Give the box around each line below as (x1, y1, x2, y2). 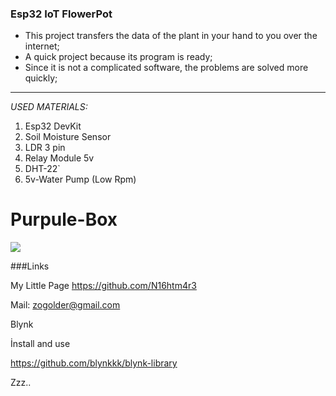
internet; (24, 40, 60, 52)
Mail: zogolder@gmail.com (10, 299, 121, 311)
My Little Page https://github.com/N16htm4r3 (10, 280, 197, 292)
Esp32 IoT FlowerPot (10, 7, 113, 21)
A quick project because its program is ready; (24, 51, 213, 63)
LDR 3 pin (24, 142, 66, 154)
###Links (10, 260, 50, 272)
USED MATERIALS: (10, 101, 88, 113)
